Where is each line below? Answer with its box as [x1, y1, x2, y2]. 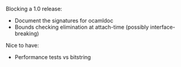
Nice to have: [6, 42, 39, 49]
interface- [150, 24, 175, 30]
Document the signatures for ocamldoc [14, 17, 114, 24]
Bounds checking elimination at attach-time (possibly [14, 24, 149, 30]
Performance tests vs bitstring [14, 54, 91, 60]
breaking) [14, 30, 39, 37]
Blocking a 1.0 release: [6, 5, 62, 12]
